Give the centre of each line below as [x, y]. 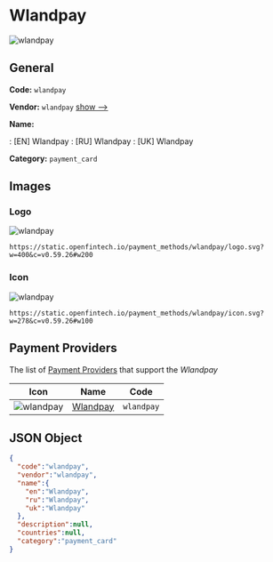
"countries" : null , [52, 533]
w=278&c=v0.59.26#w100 [51, 321]
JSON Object [46, 438]
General [32, 68]
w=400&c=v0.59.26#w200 [51, 255]
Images [30, 186]
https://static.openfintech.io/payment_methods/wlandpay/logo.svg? [137, 247]
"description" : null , [55, 525]
